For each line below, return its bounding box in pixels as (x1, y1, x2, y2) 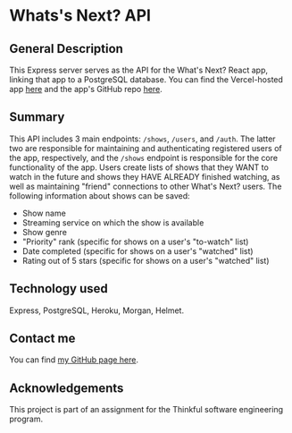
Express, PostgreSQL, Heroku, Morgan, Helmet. (9, 305, 185, 316)
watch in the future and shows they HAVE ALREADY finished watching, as (9, 171, 280, 182)
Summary (9, 109, 65, 125)
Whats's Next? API (9, 5, 152, 26)
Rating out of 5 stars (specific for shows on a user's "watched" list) (21, 255, 270, 266)
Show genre (21, 226, 67, 237)
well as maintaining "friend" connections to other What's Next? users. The (9, 181, 282, 191)
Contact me (9, 331, 76, 346)
